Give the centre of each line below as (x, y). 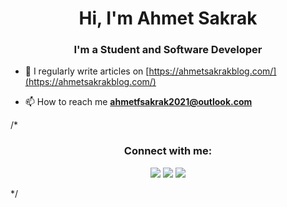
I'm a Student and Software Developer (168, 50)
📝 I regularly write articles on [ (87, 71)
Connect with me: (168, 151)
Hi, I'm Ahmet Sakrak (168, 18)
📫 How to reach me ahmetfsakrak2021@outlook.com (138, 102)
